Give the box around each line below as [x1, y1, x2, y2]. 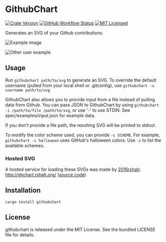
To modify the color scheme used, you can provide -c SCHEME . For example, [5, 132, 161, 138]
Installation [5, 186, 41, 195]
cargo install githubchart [5, 199, 61, 204]
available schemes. [5, 142, 45, 148]
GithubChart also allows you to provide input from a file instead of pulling [5, 96, 156, 102]
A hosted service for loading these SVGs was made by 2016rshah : [5, 166, 141, 172]
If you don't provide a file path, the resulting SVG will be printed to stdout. [5, 122, 157, 128]
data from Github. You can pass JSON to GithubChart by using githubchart [5, 102, 160, 108]
